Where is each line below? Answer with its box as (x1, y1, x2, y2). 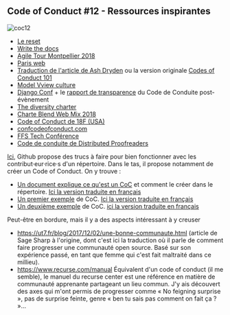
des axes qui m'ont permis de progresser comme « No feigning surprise (16, 287, 221, 295)
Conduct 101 (16, 73, 53, 82)
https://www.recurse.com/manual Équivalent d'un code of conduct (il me (16, 265, 224, 273)
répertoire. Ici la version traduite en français (16, 187, 141, 196)
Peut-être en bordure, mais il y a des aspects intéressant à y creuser (7, 215, 201, 224)
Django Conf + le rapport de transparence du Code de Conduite (16, 88, 198, 96)
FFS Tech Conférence (16, 132, 80, 140)
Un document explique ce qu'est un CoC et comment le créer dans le (16, 180, 214, 188)
